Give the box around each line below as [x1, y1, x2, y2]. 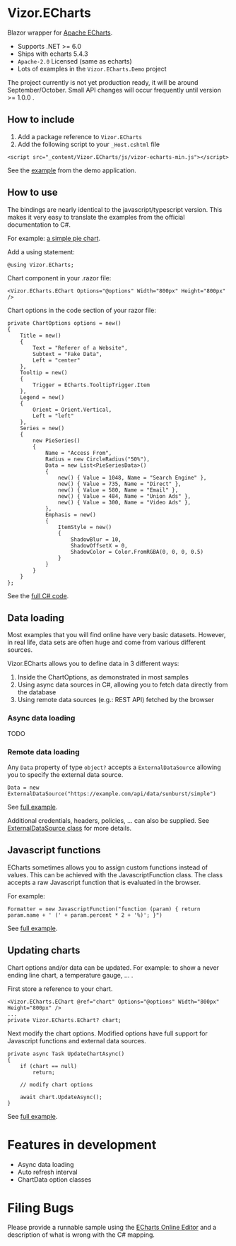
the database [17, 688, 57, 696]
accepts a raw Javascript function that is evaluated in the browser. [7, 878, 201, 886]
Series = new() [20, 425, 65, 432]
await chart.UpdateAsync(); [20, 1093, 102, 1100]
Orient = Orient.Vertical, [33, 406, 112, 413]
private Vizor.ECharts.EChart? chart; [7, 1016, 122, 1024]
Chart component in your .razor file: [7, 273, 112, 282]
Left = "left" [33, 412, 74, 420]
